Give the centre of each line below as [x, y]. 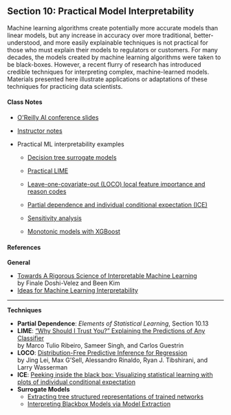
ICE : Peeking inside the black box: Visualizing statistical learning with [115, 375]
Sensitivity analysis [55, 218]
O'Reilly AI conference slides [58, 118]
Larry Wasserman [42, 368]
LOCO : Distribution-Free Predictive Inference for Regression [102, 353]
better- [203, 35]
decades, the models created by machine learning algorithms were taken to [114, 57]
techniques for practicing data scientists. [65, 86]
